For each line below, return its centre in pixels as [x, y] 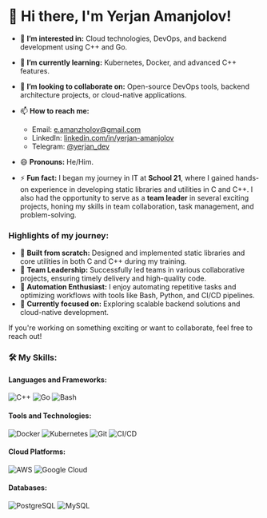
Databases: [28, 488]
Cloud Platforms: [37, 452]
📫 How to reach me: [54, 110]
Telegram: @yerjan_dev [71, 146]
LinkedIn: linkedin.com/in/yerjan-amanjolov [103, 137]
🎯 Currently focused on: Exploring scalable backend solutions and [130, 304]
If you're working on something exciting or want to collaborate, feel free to [131, 328]
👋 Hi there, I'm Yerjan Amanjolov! [120, 16]
